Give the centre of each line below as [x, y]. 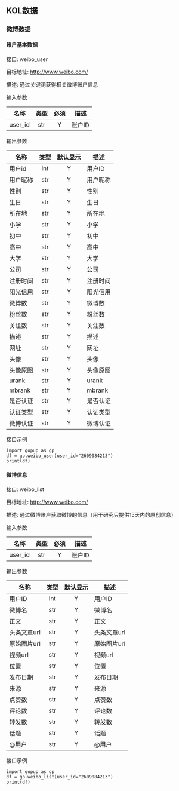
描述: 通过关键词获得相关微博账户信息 [52, 84]
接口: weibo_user [27, 59]
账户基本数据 [22, 44]
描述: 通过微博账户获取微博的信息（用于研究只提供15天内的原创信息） [91, 514]
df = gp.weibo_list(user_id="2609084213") [60, 777]
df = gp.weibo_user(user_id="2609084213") [60, 456]
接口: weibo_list [25, 489]
